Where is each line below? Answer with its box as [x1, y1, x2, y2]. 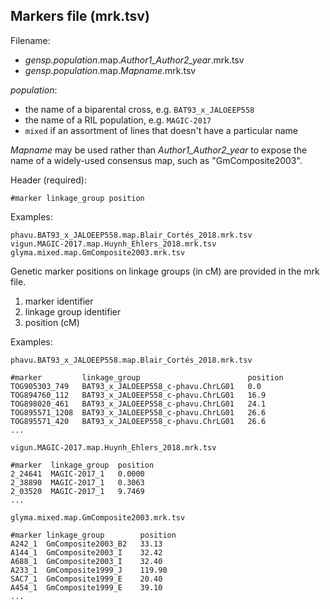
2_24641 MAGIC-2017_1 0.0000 [10, 469, 145, 479]
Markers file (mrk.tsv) [10, 8, 150, 25]
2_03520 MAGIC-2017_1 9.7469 [10, 486, 145, 496]
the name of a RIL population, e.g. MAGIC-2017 [24, 114, 212, 126]
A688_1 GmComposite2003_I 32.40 [10, 556, 163, 566]
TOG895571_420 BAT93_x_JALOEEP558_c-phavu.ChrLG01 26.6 [10, 416, 267, 426]
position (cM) [24, 316, 80, 328]
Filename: [10, 34, 51, 46]
